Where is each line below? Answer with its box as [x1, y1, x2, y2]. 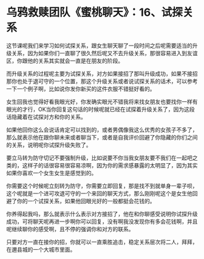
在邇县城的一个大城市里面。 [6, 246, 76, 253]
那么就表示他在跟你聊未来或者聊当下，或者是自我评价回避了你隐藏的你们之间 [6, 133, 198, 141]
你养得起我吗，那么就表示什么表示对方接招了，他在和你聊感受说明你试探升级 [6, 210, 198, 217]
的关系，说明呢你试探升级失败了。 [6, 141, 92, 149]
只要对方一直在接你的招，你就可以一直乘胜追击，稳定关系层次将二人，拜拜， [6, 238, 198, 246]
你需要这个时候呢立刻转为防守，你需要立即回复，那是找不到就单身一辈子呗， [6, 182, 198, 189]
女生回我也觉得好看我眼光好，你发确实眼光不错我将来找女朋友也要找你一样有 [6, 98, 198, 105]
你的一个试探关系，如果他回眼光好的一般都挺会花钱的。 [16, 197, 155, 204]
